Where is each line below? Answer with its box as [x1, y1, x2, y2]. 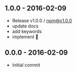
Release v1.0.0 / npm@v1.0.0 [12, 17, 72, 23]
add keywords [12, 28, 42, 34]
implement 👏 [12, 33, 38, 40]
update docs [12, 23, 38, 29]
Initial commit [12, 62, 41, 68]
